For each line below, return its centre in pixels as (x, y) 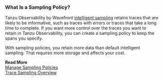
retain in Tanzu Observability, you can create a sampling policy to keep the (80, 33)
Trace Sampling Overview (31, 73)
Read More (16, 63)
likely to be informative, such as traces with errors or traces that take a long (81, 23)
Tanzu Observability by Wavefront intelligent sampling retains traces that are (82, 18)
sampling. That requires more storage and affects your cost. (65, 53)
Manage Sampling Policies (32, 67)
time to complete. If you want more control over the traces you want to (76, 28)
